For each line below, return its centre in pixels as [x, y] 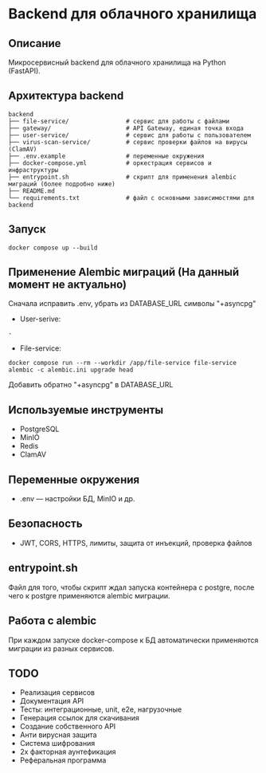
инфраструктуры [33, 170]
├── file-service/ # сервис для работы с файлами [119, 121]
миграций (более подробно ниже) [62, 184]
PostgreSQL [39, 429]
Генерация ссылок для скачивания [79, 718]
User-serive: [40, 319]
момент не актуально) [68, 285]
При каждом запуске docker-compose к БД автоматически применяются [133, 640]
